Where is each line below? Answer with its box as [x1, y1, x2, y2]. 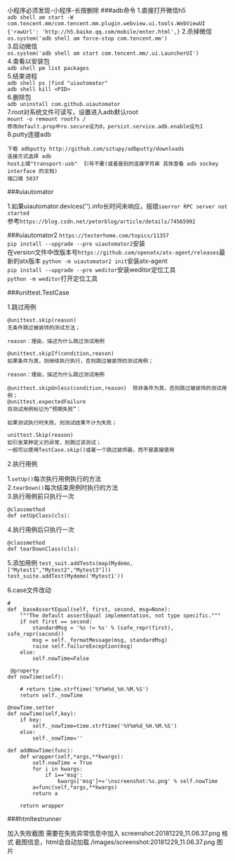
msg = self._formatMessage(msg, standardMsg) [32, 637, 168, 644]
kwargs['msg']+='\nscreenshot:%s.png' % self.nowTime [57, 778, 218, 785]
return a [32, 790, 58, 797]
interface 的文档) [7, 168, 58, 175]
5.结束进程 [7, 72, 37, 80]
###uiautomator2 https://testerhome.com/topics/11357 [7, 231, 170, 239]
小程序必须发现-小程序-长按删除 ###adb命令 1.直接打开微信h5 [7, 6, 186, 14]
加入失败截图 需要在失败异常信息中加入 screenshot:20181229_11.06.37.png [7, 829, 221, 837]
